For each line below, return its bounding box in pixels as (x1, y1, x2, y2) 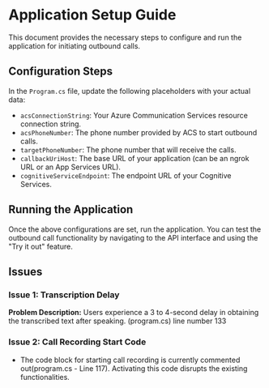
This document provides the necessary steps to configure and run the (8, 32, 242, 42)
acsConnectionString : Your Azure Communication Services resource (19, 110, 249, 120)
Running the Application (8, 203, 134, 216)
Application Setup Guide (8, 6, 177, 24)
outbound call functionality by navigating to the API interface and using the (8, 232, 258, 242)
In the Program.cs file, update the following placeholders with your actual (8, 86, 251, 96)
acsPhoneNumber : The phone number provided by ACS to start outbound (19, 127, 258, 137)
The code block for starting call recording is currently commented (19, 355, 241, 365)
